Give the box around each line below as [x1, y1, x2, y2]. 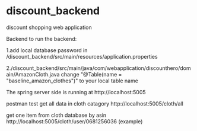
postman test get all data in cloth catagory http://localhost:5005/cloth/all [6, 100, 184, 107]
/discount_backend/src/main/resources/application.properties [6, 53, 158, 60]
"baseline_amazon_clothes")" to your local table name [6, 77, 138, 84]
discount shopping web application [6, 24, 92, 31]
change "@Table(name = [61, 71, 122, 78]
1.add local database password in [6, 46, 88, 54]
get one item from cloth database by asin [6, 111, 107, 119]
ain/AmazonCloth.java [6, 71, 60, 78]
